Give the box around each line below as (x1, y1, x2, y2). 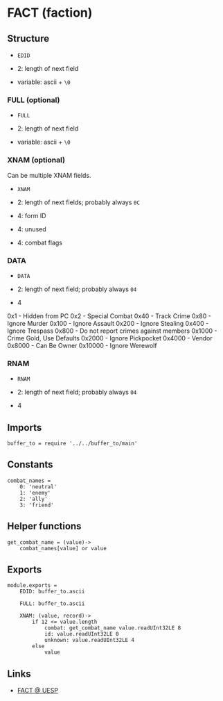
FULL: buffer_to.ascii (19, 600, 85, 607)
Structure (7, 33, 50, 44)
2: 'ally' (19, 495, 48, 502)
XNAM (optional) (7, 155, 66, 165)
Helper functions (7, 520, 82, 532)
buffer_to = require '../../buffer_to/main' (7, 440, 138, 447)
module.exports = (7, 582, 57, 589)
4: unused (17, 224, 46, 233)
